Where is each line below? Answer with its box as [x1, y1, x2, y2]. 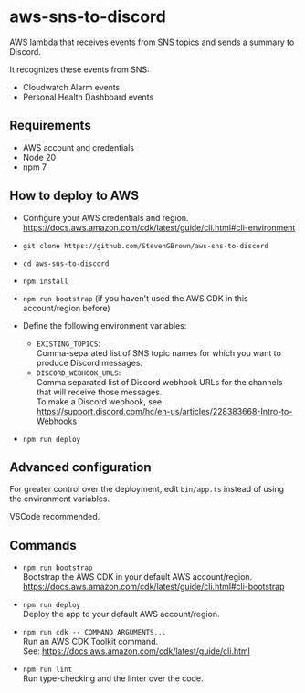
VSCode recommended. [9, 511, 100, 522]
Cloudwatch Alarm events [22, 81, 121, 92]
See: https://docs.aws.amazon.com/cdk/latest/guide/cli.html [22, 646, 251, 656]
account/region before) [22, 302, 111, 313]
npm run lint [22, 665, 73, 675]
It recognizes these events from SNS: [9, 64, 150, 75]
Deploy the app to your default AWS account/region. [22, 609, 220, 620]
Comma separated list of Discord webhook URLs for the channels [36, 376, 283, 387]
